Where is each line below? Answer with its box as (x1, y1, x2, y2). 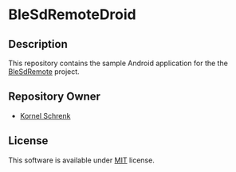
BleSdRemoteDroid (8, 6, 137, 24)
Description (8, 37, 68, 51)
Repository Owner (8, 90, 101, 104)
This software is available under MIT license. (8, 155, 155, 165)
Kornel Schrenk (19, 111, 71, 120)
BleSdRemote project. (8, 67, 80, 76)
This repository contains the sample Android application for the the (8, 58, 229, 68)
